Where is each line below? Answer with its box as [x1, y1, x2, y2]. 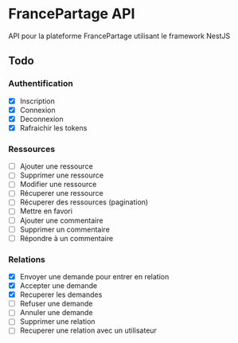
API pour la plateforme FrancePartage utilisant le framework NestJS [8, 31, 231, 41]
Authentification [8, 78, 73, 89]
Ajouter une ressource [19, 162, 93, 171]
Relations [8, 254, 46, 265]
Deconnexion [19, 114, 64, 123]
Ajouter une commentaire [19, 216, 103, 225]
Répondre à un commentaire [19, 233, 114, 243]
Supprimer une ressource [19, 170, 104, 180]
